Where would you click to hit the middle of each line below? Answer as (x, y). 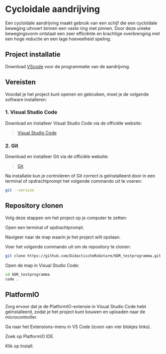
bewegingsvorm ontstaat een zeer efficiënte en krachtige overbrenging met (83, 33)
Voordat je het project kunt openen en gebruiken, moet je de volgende (77, 94)
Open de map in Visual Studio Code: (42, 265)
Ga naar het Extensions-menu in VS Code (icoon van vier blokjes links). (78, 327)
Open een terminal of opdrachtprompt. (45, 227)
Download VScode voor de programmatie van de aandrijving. (68, 66)
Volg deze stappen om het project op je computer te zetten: (66, 218)
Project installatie (33, 55)
